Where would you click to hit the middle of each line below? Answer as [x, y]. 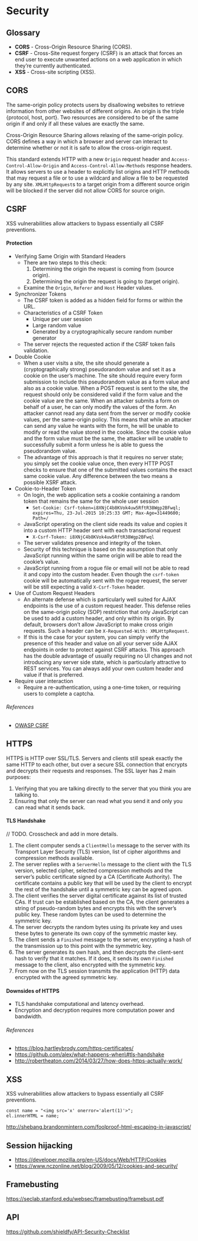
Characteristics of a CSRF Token [63, 313]
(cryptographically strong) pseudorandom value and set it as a [100, 369]
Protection [19, 243]
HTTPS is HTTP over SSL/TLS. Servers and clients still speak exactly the [94, 758]
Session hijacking [39, 1146]
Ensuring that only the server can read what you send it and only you [99, 801]
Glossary [23, 33]
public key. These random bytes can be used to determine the [90, 915]
